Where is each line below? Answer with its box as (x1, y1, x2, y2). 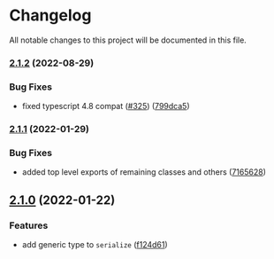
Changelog (9, 5, 92, 26)
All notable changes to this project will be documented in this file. (9, 35, 247, 45)
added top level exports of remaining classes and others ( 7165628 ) (21, 167, 267, 177)
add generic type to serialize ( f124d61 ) (21, 239, 168, 250)
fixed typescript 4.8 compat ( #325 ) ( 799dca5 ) (21, 101, 190, 112)
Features (9, 219, 49, 232)
